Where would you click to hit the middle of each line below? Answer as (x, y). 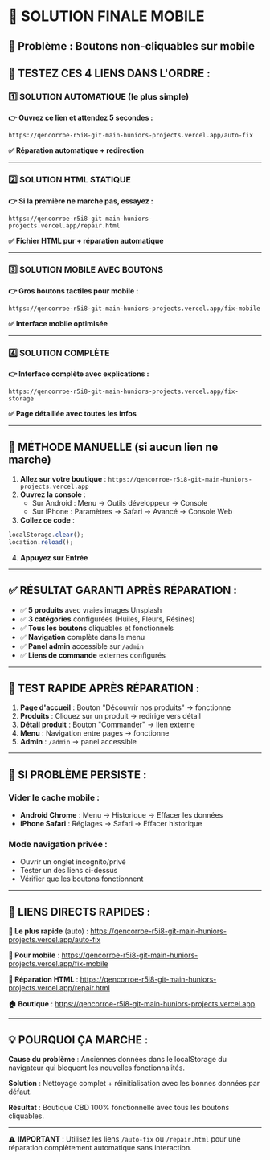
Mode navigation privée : (58, 844)
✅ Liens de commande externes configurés (93, 655)
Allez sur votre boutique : (63, 478)
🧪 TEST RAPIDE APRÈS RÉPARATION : (104, 688)
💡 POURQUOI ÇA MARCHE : (78, 1040)
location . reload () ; (41, 542)
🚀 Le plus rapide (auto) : (48, 931)
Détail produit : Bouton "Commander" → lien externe (107, 725)
